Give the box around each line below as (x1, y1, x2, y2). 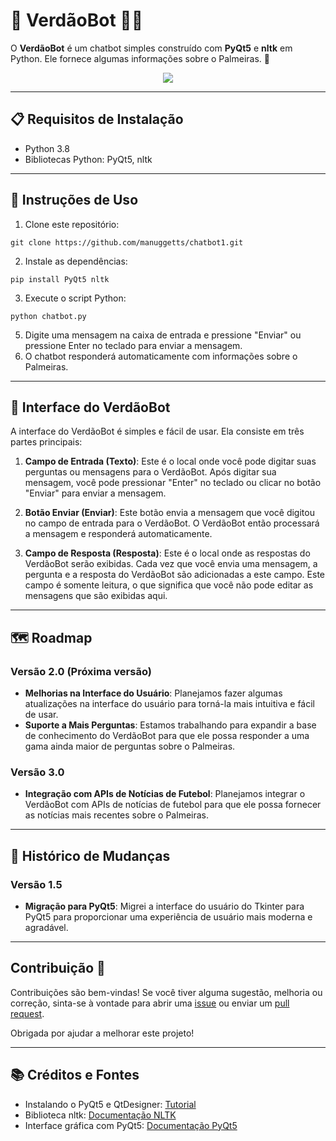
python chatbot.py (10, 311, 87, 321)
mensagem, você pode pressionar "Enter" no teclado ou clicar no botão (24, 477, 322, 489)
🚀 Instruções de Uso (10, 192, 139, 209)
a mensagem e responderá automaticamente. (24, 528, 213, 540)
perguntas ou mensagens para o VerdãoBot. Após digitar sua (24, 466, 277, 478)
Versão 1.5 (10, 877, 63, 891)
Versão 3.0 (10, 765, 65, 779)
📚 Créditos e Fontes (10, 1067, 140, 1084)
